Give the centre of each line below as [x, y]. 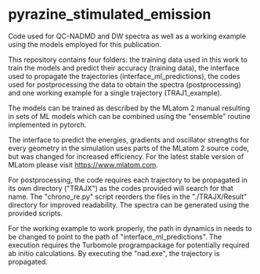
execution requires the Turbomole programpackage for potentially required [129, 245]
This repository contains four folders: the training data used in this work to [128, 59]
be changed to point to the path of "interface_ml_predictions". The [115, 236]
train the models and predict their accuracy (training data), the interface [124, 67]
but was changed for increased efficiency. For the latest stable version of [126, 156]
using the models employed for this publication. [85, 44]
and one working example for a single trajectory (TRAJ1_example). [115, 92]
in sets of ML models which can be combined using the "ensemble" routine [129, 116]
